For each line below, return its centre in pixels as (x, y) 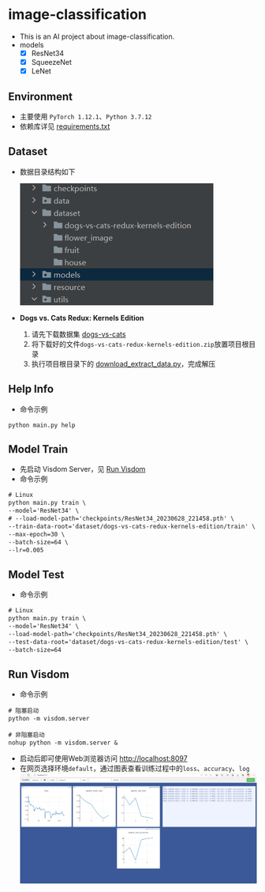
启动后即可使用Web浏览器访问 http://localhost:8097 (103, 758)
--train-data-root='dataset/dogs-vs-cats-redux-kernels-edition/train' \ (132, 527)
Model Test (36, 574)
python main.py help (42, 425)
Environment (41, 96)
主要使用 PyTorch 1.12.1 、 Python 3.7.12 (86, 116)
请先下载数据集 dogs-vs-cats (78, 334)
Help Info (31, 389)
